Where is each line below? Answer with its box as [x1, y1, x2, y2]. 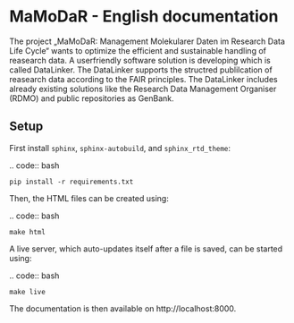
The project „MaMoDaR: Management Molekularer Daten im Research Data [9, 36, 286, 47]
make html [9, 227, 46, 236]
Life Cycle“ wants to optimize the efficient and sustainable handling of [9, 45, 266, 55]
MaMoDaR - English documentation [9, 6, 279, 27]
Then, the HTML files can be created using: [9, 192, 170, 203]
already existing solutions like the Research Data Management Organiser [9, 83, 277, 94]
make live [9, 287, 46, 296]
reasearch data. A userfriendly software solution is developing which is [9, 55, 271, 65]
